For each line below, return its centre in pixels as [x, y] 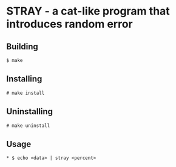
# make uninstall [28, 126]
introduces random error [70, 24]
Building [22, 46]
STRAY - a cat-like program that [88, 11]
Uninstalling [30, 111]
